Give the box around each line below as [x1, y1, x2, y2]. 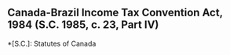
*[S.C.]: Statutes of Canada [7, 39, 97, 48]
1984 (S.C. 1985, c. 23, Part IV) [7, 19, 159, 32]
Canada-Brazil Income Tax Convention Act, [7, 6, 223, 19]
